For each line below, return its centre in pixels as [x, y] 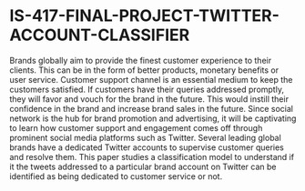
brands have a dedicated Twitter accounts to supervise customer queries [147, 147]
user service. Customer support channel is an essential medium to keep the [151, 79]
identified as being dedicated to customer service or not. [116, 176]
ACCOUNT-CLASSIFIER [100, 35]
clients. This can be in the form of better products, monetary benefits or [144, 70]
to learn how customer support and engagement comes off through [136, 127]
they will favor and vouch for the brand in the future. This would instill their [149, 99]
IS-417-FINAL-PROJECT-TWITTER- [145, 16]
